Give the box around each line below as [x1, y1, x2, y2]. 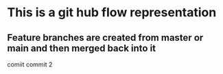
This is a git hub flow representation [7, 5, 217, 20]
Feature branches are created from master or [7, 32, 204, 43]
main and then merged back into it [7, 42, 156, 54]
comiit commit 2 [7, 60, 53, 69]
